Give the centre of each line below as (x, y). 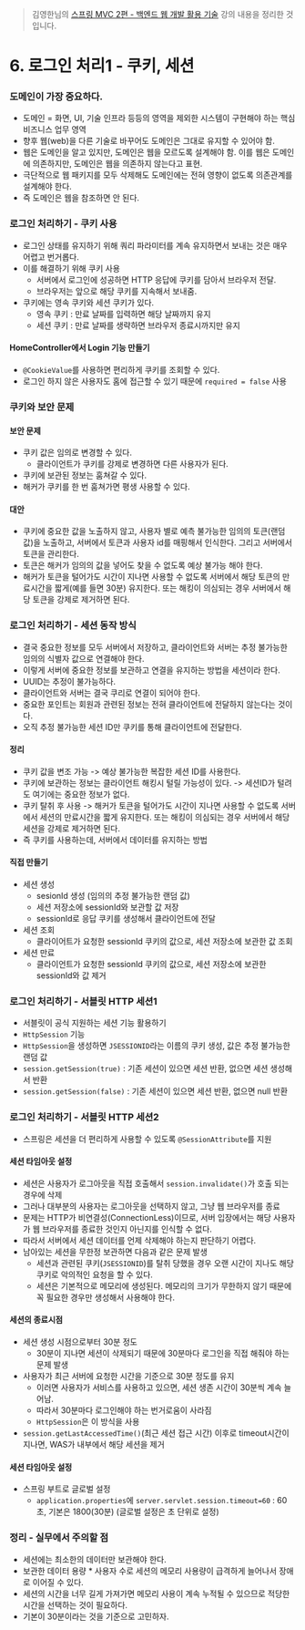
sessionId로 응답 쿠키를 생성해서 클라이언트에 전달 (126, 919)
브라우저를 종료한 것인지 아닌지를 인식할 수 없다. (127, 1229)
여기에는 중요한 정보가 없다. (81, 794)
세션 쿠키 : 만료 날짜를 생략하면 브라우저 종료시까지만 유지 (138, 325)
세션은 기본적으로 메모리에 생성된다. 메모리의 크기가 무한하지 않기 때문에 (164, 1285)
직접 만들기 (29, 862)
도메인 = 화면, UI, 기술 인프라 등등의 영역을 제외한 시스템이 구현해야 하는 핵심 (159, 119)
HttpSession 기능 (54, 1035)
